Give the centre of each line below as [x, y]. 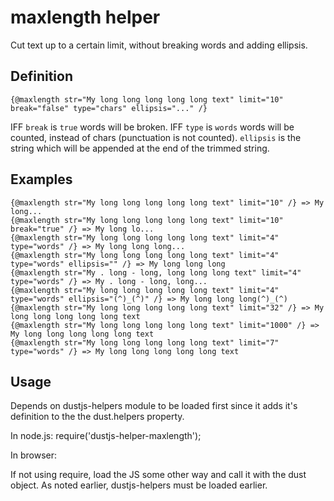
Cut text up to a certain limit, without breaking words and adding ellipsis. [159, 45]
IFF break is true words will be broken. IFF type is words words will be [152, 127]
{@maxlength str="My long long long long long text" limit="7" [145, 342]
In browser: [34, 455]
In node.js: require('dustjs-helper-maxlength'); [106, 436]
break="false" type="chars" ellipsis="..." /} [109, 108]
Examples [41, 179]
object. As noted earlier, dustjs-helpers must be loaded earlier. [139, 485]
